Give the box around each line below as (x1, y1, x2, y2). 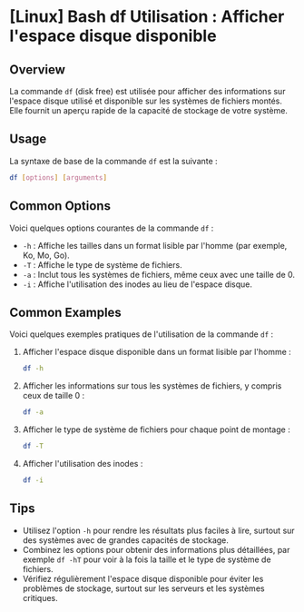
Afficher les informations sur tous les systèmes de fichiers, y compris (22, 380, 282, 391)
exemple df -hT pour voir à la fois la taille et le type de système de (22, 554, 271, 565)
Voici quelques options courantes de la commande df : (9, 222, 214, 233)
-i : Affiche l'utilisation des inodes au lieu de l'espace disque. (22, 279, 252, 290)
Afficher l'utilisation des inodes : (22, 458, 143, 469)
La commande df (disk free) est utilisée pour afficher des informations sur (9, 86, 286, 96)
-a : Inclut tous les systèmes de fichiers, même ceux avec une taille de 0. (22, 269, 296, 280)
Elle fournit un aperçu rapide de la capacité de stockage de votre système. (9, 105, 289, 115)
